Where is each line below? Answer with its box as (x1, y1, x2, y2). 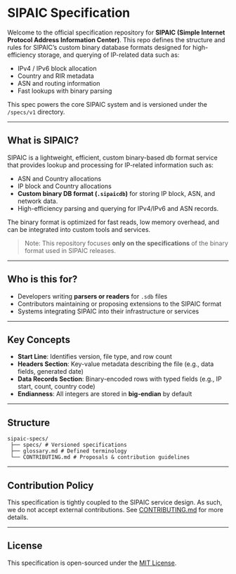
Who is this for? (7, 273, 78, 285)
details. (7, 513, 29, 521)
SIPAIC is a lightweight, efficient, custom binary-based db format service (7, 153, 218, 162)
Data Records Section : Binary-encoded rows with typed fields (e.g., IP (17, 374, 223, 384)
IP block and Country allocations (17, 181, 112, 190)
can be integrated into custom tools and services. (7, 225, 151, 233)
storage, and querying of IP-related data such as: (37, 51, 180, 59)
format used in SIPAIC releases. (24, 246, 116, 254)
